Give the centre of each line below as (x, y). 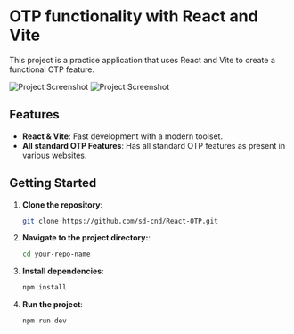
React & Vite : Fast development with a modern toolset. (122, 136)
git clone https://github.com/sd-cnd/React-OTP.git (120, 221)
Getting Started (53, 183)
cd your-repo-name (56, 254)
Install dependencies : (63, 271)
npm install (44, 288)
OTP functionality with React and (134, 16)
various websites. (54, 155)
